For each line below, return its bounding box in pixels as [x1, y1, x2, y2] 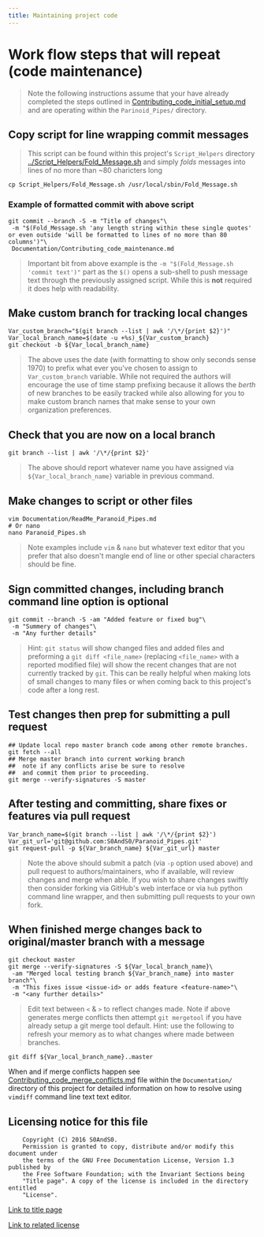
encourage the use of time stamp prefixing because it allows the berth [27, 380, 256, 390]
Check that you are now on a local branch [8, 428, 215, 442]
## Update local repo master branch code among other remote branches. [8, 741, 248, 749]
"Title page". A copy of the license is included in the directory [22, 1177, 248, 1186]
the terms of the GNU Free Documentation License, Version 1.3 [22, 1157, 235, 1164]
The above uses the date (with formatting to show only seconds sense [27, 355, 256, 364]
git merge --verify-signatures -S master [8, 775, 147, 783]
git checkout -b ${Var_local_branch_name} [8, 341, 150, 349]
